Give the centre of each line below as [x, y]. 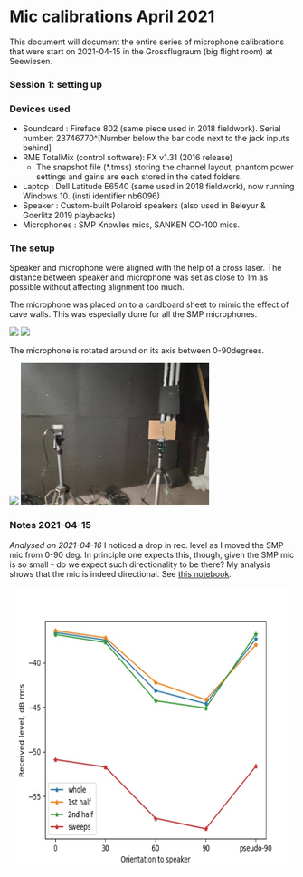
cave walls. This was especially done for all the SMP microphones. [133, 314]
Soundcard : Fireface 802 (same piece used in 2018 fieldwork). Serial [151, 129]
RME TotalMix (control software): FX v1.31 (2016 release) [128, 158]
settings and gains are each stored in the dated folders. [139, 177]
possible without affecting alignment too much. [97, 287]
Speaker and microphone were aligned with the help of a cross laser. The [146, 268]
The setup [33, 248]
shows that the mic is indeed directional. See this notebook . [121, 573]
